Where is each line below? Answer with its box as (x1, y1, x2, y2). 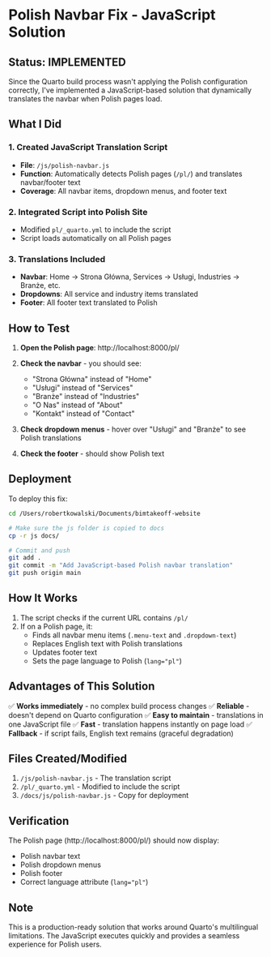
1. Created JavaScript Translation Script (8, 142, 168, 153)
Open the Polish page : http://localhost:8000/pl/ (19, 343, 180, 353)
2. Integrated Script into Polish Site (8, 206, 148, 217)
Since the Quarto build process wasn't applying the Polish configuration (8, 77, 248, 86)
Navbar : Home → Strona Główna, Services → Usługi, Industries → (19, 272, 240, 281)
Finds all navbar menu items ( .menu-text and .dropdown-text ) (32, 630, 237, 640)
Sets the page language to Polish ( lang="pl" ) (32, 655, 182, 666)
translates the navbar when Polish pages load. (8, 94, 163, 103)
